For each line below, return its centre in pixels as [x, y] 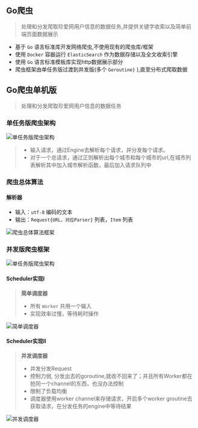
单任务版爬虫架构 [31, 123]
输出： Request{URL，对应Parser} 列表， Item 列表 [74, 220]
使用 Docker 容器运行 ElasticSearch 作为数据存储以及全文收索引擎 [96, 54]
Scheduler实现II [26, 341]
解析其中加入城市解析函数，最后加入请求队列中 [93, 165]
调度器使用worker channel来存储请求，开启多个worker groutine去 [111, 399]
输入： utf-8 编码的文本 [44, 212]
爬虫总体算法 [25, 182]
